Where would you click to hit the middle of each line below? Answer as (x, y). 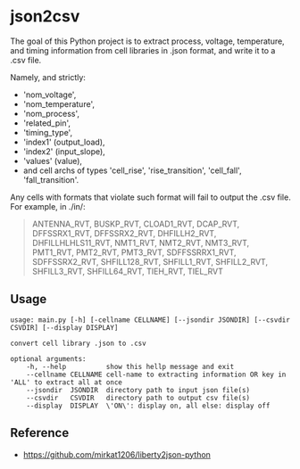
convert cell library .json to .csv (78, 343)
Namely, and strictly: (48, 77)
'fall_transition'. (51, 179)
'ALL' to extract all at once (67, 382)
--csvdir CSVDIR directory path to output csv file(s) (138, 398)
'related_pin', (46, 123)
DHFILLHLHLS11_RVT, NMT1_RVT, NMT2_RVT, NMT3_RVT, (141, 243)
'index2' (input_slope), (64, 151)
